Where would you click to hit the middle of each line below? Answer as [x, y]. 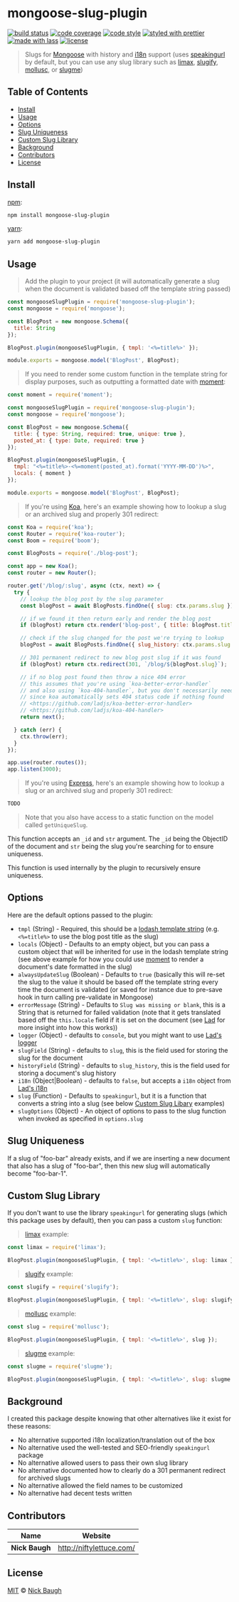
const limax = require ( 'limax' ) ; [57, 1248]
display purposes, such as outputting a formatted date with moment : [125, 382]
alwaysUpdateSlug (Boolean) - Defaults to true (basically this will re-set [121, 974]
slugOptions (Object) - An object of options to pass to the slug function [122, 1111]
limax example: [47, 1234]
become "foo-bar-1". [37, 1173]
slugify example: [49, 1274]
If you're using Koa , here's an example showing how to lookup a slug [126, 506]
